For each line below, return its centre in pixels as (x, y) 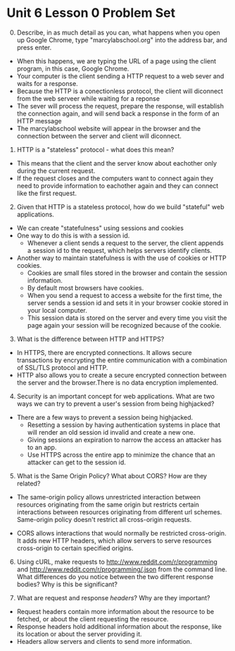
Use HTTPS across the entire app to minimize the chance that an (121, 454)
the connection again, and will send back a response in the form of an (118, 113)
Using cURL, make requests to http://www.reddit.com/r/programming (117, 562)
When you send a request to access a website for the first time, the (125, 295)
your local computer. (57, 310)
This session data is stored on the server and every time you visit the (127, 318)
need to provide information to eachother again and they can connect (118, 185)
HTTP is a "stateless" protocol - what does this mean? (95, 149)
